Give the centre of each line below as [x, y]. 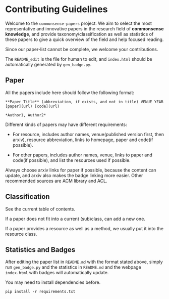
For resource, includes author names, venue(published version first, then [88, 134]
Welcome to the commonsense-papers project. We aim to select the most [79, 23]
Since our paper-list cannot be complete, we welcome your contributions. [82, 49]
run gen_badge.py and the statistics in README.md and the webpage [73, 267]
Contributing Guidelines [57, 9]
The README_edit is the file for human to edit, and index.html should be [79, 59]
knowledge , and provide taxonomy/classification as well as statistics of [79, 34]
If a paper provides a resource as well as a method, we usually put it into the [84, 228]
